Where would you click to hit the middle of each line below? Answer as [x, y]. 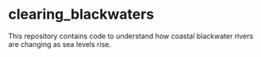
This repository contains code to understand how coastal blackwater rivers [131, 36]
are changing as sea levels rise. [59, 44]
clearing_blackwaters [81, 14]
